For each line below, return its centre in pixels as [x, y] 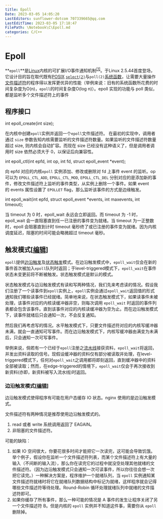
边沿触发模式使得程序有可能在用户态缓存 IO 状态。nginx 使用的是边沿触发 [78, 398]
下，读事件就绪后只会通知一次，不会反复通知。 [52, 315]
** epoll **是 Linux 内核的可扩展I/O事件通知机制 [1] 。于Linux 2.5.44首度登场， [80, 70]
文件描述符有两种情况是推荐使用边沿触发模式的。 [54, 414]
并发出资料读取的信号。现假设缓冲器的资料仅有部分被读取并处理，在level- [79, 354]
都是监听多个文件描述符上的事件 [37, 95]
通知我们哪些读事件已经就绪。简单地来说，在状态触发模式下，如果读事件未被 [81, 297]
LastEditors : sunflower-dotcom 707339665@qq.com [55, 18]
